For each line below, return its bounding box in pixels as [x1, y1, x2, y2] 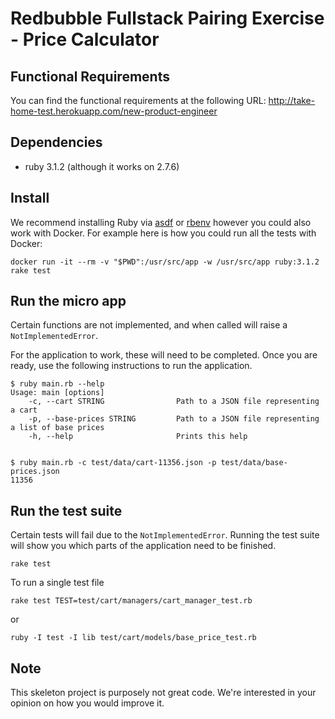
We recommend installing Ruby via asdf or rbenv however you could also [10, 216, 312, 228]
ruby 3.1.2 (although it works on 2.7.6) [24, 160, 180, 172]
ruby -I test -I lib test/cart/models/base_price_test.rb [10, 633, 257, 643]
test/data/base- [220, 458, 288, 468]
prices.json [10, 467, 60, 477]
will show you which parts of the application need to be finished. [10, 540, 277, 552]
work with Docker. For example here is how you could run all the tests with [10, 227, 317, 239]
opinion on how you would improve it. [10, 697, 165, 709]
